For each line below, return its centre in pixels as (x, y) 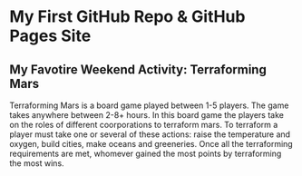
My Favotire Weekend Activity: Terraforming (138, 69)
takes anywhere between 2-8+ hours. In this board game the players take (146, 115)
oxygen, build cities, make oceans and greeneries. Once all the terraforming (151, 144)
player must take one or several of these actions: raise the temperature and (150, 134)
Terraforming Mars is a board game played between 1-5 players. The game (149, 105)
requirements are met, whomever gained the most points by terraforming (146, 153)
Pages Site (50, 36)
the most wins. (37, 163)
